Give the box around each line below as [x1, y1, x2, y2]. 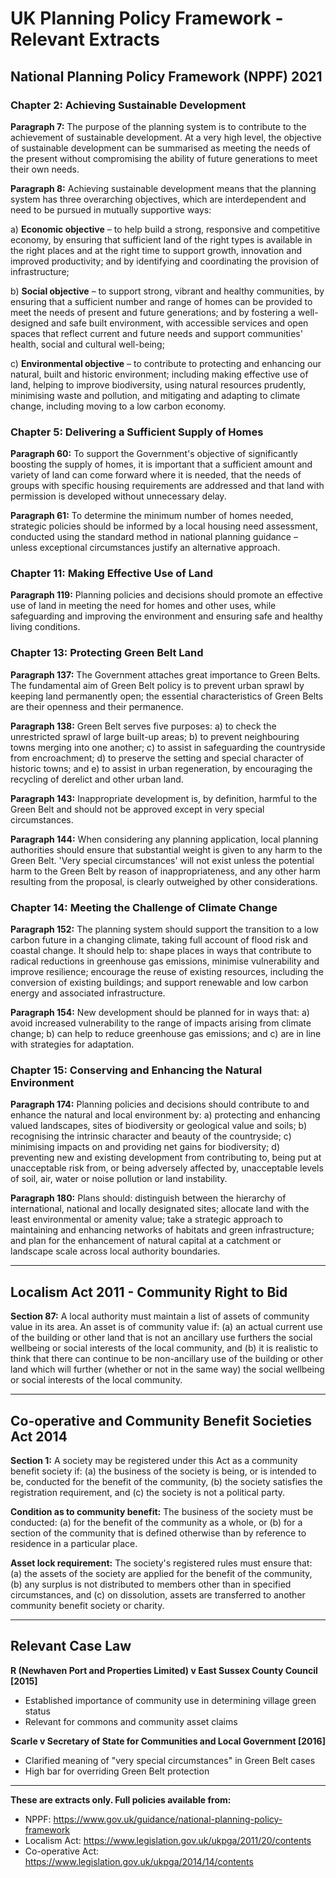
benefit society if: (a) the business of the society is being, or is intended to [10, 1465, 317, 1477]
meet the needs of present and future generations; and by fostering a [10, 306, 297, 318]
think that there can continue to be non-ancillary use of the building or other [10, 1353, 324, 1365]
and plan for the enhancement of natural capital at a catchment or [10, 1235, 282, 1247]
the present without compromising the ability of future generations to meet [10, 152, 318, 164]
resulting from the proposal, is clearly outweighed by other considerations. [10, 875, 318, 887]
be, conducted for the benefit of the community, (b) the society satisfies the [10, 1475, 323, 1487]
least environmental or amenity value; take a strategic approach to [10, 1213, 283, 1226]
